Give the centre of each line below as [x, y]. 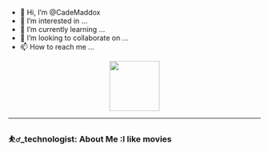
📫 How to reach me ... [57, 47]
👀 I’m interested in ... [54, 21]
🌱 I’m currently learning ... [62, 29]
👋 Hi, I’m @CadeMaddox [60, 12]
